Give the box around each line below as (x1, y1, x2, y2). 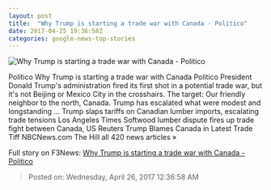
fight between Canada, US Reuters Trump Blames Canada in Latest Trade (8, 124, 253, 133)
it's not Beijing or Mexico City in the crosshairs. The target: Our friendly (8, 90, 246, 99)
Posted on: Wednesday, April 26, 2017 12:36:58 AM (28, 172, 200, 182)
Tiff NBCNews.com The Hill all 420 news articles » (8, 133, 177, 142)
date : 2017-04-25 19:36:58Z (8, 27, 104, 35)
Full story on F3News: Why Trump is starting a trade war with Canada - (8, 148, 245, 158)
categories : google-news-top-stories (8, 34, 136, 43)
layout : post (8, 11, 53, 20)
